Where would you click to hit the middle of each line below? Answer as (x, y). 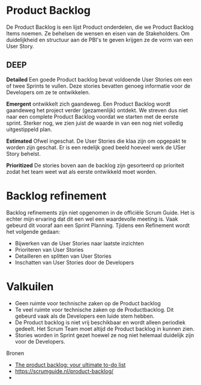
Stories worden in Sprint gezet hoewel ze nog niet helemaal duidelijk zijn (104, 335)
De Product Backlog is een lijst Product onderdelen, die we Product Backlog (100, 27)
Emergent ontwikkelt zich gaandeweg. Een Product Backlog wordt (88, 104)
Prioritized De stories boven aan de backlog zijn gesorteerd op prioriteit (95, 165)
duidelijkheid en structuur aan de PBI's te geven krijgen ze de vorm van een (100, 40)
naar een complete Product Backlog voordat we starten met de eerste (92, 116)
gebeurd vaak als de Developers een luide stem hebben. (85, 316)
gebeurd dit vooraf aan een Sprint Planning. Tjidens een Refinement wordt (98, 225)
